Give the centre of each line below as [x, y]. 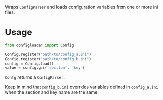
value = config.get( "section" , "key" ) [45, 68]
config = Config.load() [30, 64]
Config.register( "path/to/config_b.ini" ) [48, 59]
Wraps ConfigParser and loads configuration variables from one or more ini [81, 7]
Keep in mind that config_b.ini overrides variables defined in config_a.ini [81, 87]
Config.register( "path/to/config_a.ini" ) [48, 54]
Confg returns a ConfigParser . [35, 77]
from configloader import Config [40, 45]
